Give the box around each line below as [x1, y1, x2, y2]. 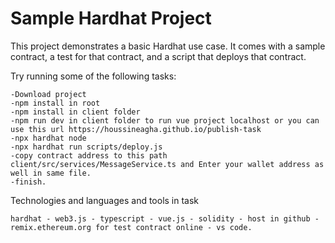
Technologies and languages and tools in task [10, 194, 200, 206]
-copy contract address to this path [10, 150, 168, 161]
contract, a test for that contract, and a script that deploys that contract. [10, 50, 307, 62]
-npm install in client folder [10, 107, 141, 117]
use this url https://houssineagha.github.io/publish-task [10, 124, 262, 134]
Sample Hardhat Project [10, 7, 212, 30]
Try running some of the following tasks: [10, 70, 177, 82]
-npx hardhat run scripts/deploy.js [10, 142, 163, 152]
